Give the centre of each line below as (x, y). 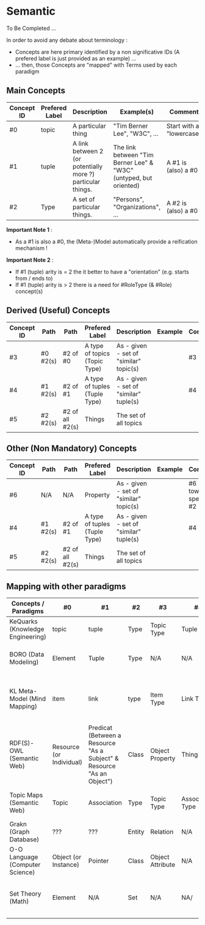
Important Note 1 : (30, 229)
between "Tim (133, 155)
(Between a (105, 735)
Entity (136, 832)
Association (105, 803)
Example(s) (137, 111)
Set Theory (25, 894)
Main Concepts (36, 91)
